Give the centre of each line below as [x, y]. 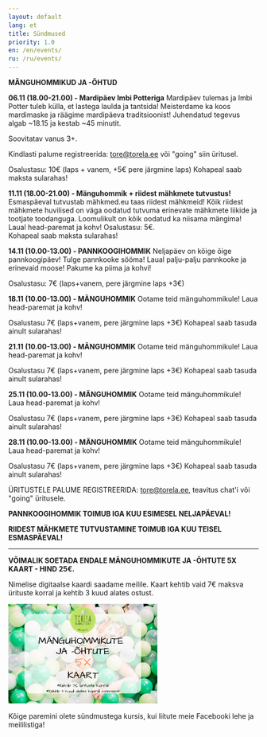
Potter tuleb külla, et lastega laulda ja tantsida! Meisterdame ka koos [120, 106]
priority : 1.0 [32, 42]
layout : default [35, 17]
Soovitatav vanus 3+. [43, 138]
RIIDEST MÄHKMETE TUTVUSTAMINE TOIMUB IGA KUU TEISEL [115, 529]
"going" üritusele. [37, 498]
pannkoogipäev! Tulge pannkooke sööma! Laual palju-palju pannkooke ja [128, 259]
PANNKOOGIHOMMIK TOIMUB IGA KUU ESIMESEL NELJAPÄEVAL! [120, 514]
